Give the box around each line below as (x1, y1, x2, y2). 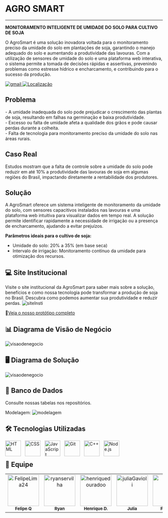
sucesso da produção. (5, 71, 51, 77)
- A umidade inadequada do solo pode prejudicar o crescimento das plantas (5, 109, 162, 115)
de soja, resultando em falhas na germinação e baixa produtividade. (5, 114, 145, 120)
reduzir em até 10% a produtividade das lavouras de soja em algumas (5, 168, 148, 175)
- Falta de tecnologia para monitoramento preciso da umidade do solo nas (5, 130, 158, 136)
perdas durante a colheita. (5, 125, 59, 131)
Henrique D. (83, 506, 108, 511)
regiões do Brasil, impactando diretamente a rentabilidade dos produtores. (5, 174, 158, 180)
